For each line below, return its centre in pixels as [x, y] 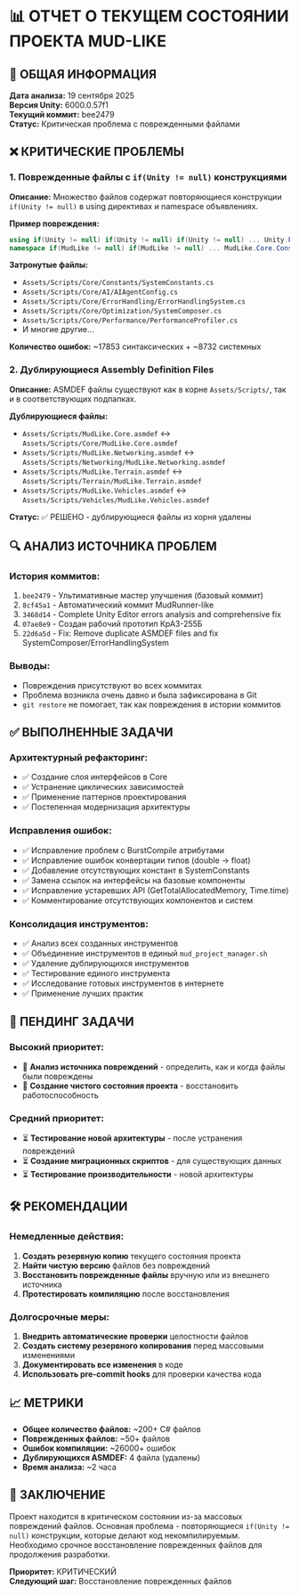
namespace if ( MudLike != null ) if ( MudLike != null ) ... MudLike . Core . [143, 248]
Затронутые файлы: [49, 265]
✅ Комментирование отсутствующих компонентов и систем [137, 900]
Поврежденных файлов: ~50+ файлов [96, 1438]
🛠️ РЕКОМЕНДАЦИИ [69, 1207]
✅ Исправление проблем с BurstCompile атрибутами [123, 850]
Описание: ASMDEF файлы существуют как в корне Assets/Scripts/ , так [148, 389]
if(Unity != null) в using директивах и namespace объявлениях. [134, 206]
